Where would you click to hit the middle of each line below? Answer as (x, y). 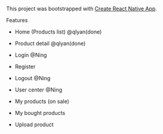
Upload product (34, 124)
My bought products (40, 113)
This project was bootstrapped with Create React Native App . (81, 9)
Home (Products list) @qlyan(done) (58, 32)
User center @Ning (39, 90)
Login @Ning (31, 55)
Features (17, 20)
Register (25, 66)
